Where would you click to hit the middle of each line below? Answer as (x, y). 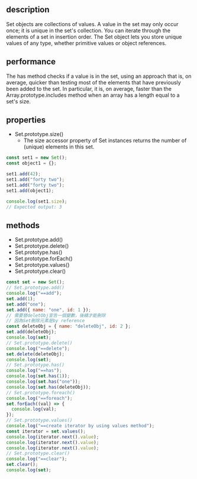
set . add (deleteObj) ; (32, 332)
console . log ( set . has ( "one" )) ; (43, 382)
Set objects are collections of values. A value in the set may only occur (92, 24)
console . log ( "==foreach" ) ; (39, 398)
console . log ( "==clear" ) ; (37, 459)
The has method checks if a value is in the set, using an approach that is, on (99, 76)
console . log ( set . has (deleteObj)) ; (49, 387)
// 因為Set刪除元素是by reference (46, 321)
